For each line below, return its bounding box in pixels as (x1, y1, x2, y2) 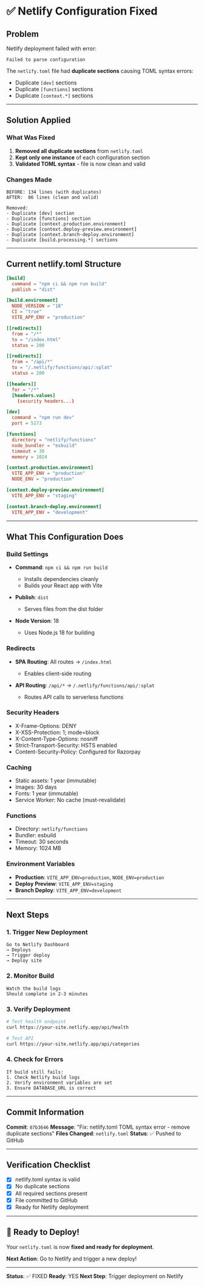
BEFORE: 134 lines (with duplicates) (6, 189, 102, 195)
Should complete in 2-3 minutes (6, 991, 88, 997)
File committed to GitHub (15, 1196, 78, 1203)
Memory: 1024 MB (15, 845, 62, 852)
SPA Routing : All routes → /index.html (15, 658, 112, 665)
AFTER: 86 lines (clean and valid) (6, 194, 99, 200)
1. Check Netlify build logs (6, 1074, 80, 1080)
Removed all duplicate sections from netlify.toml (15, 147, 144, 154)
